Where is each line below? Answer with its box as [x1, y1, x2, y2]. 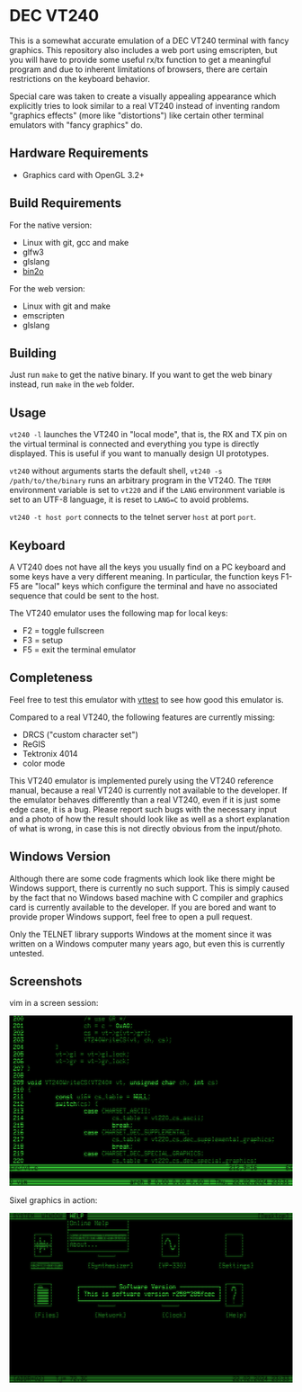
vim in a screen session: [9, 998, 99, 1009]
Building [9, 346, 57, 361]
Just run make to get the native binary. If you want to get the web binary [9, 370, 272, 381]
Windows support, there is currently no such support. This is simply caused [9, 883, 289, 894]
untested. [9, 947, 45, 958]
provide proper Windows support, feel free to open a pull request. [9, 911, 253, 922]
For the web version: [9, 283, 85, 293]
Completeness [9, 670, 93, 686]
